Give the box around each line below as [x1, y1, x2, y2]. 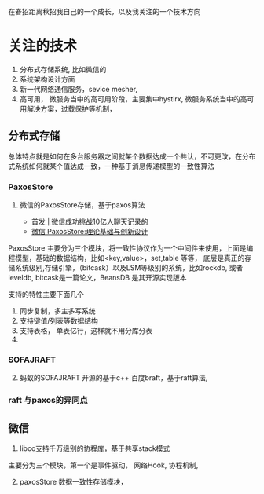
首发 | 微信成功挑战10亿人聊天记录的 [31, 217, 148, 226]
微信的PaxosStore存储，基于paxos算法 [19, 200, 145, 210]
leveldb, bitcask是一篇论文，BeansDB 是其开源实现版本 [8, 273, 187, 283]
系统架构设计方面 [19, 74, 75, 84]
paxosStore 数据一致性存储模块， [19, 478, 128, 487]
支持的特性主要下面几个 [8, 290, 84, 299]
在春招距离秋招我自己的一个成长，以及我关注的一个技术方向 [8, 7, 201, 16]
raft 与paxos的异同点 [8, 395, 88, 406]
